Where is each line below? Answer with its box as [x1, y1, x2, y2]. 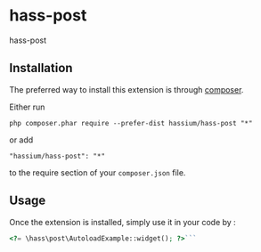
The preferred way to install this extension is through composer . [9, 84, 244, 94]
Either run [9, 102, 45, 112]
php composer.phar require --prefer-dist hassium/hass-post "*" [9, 118, 253, 127]
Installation [9, 61, 73, 76]
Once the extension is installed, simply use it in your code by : [9, 216, 236, 227]
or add [9, 134, 34, 145]
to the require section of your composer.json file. [9, 167, 186, 178]
